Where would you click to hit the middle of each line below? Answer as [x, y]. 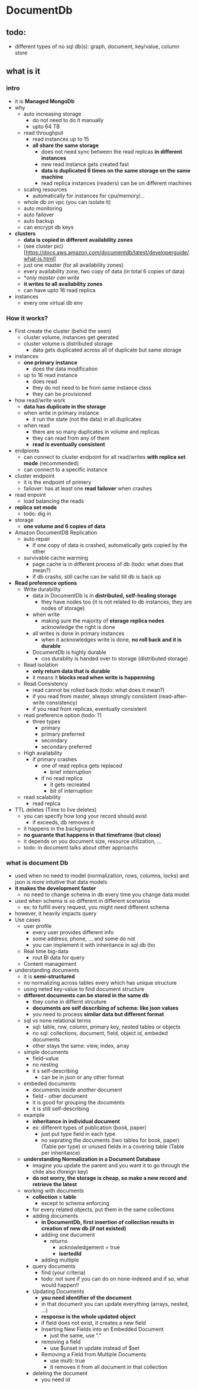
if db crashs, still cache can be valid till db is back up [97, 576]
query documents [54, 1266]
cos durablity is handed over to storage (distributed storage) [114, 658]
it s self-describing [55, 1071]
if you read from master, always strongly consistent [95, 696]
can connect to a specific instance [65, 470]
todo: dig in [37, 513]
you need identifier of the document [86, 1298]
